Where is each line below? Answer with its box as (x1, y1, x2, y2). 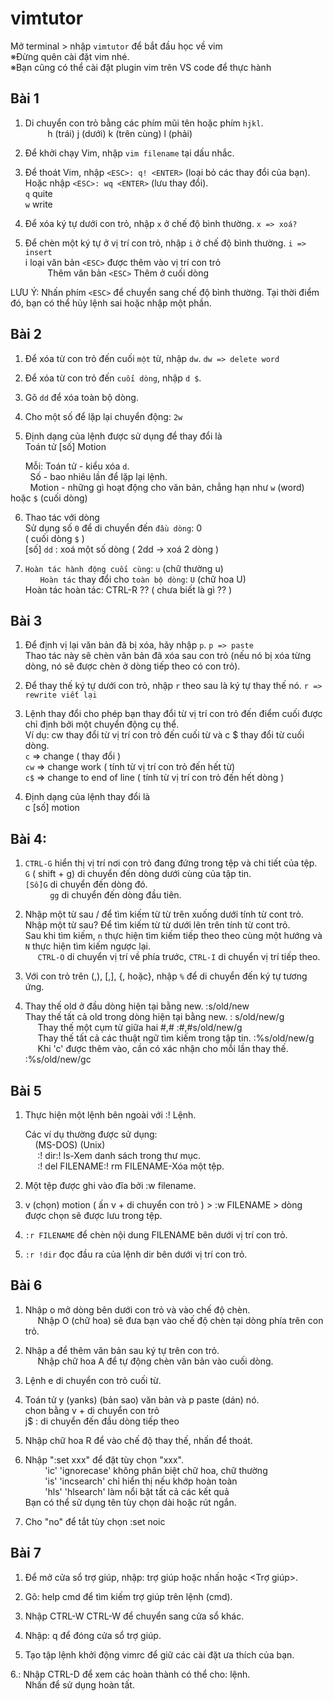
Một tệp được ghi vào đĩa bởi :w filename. (24, 1180, 197, 1191)
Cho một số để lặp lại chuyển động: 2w (24, 410, 183, 422)
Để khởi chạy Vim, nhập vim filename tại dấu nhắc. (24, 147, 235, 159)
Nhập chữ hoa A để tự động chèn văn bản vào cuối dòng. (37, 1355, 274, 1367)
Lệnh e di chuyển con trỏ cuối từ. (24, 1374, 162, 1386)
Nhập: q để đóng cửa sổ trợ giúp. (24, 1629, 162, 1641)
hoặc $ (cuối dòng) (10, 492, 88, 504)
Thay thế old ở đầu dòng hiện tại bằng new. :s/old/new (24, 1000, 250, 1012)
